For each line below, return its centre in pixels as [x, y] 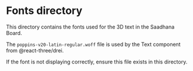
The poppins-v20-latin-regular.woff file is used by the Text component [93, 44]
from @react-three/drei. [35, 50]
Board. [14, 33]
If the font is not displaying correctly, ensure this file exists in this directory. [97, 62]
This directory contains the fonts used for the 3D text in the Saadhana [90, 27]
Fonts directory [44, 11]
